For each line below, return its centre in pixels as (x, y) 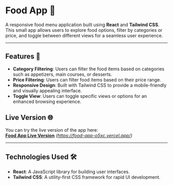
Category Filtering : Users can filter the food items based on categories (89, 69)
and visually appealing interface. (47, 90)
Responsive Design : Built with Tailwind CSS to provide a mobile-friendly (90, 85)
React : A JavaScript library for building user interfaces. (71, 172)
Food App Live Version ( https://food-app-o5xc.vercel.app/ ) (69, 135)
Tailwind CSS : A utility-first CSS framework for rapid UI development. (86, 177)
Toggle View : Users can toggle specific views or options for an (80, 96)
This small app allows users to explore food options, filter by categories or (84, 30)
